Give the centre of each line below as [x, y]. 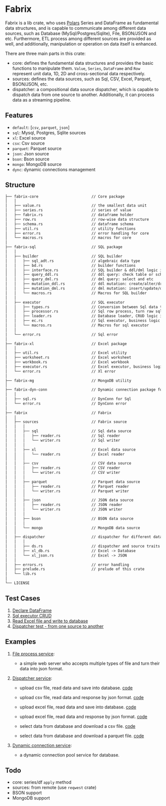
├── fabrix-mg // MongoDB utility [68, 380]
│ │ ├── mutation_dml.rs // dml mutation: [66, 289]
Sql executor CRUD [32, 615]
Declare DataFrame [32, 610]
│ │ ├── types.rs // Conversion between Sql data [82, 307]
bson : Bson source [31, 159]
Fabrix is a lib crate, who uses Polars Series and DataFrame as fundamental [82, 23]
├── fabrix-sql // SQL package [64, 247]
